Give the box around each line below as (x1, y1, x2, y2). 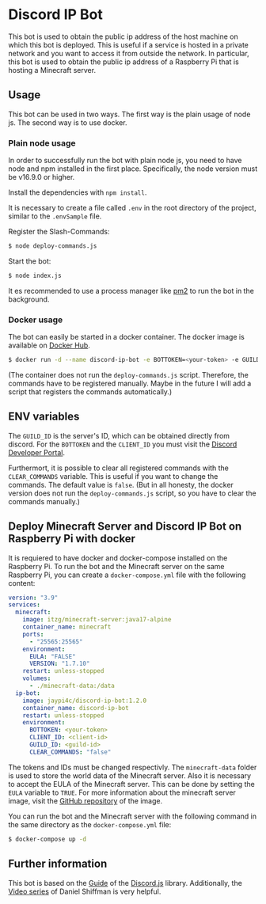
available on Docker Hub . (8, 340, 91, 350)
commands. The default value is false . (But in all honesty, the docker (8, 480, 234, 489)
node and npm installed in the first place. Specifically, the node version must (8, 164, 258, 173)
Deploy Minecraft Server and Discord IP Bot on (8, 520, 242, 534)
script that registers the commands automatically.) (8, 386, 173, 397)
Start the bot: (8, 256, 51, 266)
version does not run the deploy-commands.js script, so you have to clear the (8, 488, 256, 498)
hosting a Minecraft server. (8, 65, 97, 74)
